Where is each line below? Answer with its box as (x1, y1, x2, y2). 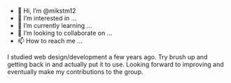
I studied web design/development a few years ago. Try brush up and (7, 53, 208, 61)
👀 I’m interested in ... (17, 14, 77, 22)
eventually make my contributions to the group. (7, 68, 143, 76)
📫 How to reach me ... (17, 37, 83, 45)
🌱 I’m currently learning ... (17, 22, 92, 29)
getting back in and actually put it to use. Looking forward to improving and (7, 60, 224, 68)
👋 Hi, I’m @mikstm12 (17, 7, 76, 15)
